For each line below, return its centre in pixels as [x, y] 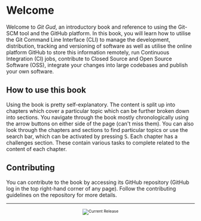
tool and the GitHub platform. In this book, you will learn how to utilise [105, 33]
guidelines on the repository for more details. [62, 195]
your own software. [30, 71]
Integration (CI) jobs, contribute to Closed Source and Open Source [89, 59]
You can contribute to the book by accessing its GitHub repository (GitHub [98, 182]
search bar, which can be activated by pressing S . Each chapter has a [92, 136]
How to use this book [46, 90]
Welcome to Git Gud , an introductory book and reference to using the [92, 27]
